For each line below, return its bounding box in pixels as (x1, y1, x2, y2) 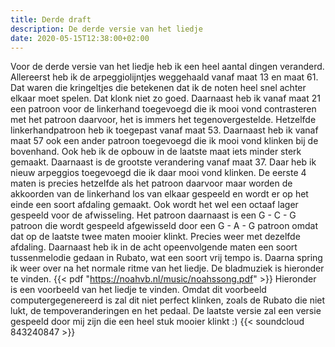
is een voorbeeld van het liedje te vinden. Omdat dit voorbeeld (10, 284, 267, 296)
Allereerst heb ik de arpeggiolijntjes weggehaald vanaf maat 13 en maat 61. (10, 71, 319, 83)
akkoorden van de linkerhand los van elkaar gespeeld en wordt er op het (10, 188, 309, 200)
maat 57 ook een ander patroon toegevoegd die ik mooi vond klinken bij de (10, 135, 319, 147)
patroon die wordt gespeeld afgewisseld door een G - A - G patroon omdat (10, 220, 319, 232)
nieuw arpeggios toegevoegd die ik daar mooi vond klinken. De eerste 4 (10, 167, 307, 179)
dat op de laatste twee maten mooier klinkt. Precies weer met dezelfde (10, 231, 301, 243)
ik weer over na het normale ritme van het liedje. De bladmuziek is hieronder (10, 262, 325, 275)
